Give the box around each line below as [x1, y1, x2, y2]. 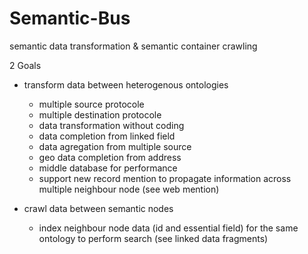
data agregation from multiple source [38, 140, 192, 152]
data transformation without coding [38, 119, 185, 131]
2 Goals [9, 59, 42, 71]
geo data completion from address [38, 151, 182, 163]
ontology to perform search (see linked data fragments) [38, 232, 269, 244]
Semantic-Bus [9, 7, 131, 30]
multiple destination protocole [38, 108, 162, 121]
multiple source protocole [38, 98, 145, 110]
